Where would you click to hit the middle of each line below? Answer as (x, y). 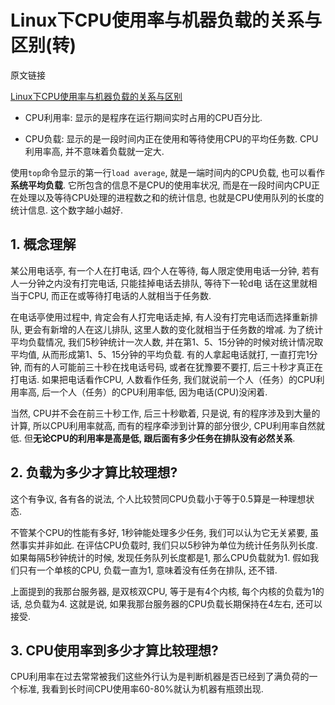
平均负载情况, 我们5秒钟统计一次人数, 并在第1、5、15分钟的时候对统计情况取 (167, 342)
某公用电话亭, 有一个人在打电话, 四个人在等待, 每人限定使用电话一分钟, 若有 (165, 270)
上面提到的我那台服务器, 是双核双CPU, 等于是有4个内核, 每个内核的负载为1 (163, 591)
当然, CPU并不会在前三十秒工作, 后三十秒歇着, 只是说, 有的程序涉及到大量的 (165, 413)
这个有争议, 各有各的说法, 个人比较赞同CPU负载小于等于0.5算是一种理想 (158, 498)
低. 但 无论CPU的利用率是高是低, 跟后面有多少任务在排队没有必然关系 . (153, 438)
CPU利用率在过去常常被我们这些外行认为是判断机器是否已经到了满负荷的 (160, 677)
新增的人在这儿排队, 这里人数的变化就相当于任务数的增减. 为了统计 (186, 329)
